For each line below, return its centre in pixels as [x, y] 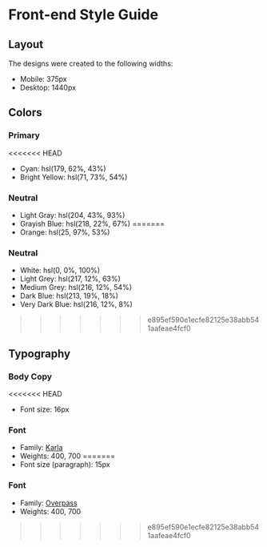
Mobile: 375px [43, 79]
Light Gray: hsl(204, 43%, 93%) [72, 215]
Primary [24, 135]
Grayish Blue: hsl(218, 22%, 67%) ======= [92, 223]
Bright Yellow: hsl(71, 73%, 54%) [74, 177]
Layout [26, 44]
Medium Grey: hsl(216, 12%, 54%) [76, 288]
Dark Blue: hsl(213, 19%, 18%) [69, 296]
